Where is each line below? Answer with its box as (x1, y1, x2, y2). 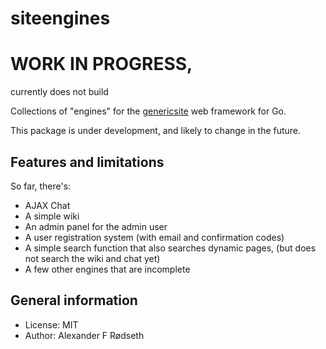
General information (10, 292, 138, 309)
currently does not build (10, 86, 109, 98)
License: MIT (24, 318, 79, 331)
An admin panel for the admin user (24, 220, 168, 232)
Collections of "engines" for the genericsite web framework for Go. (10, 105, 287, 117)
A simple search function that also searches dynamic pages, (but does (24, 242, 317, 254)
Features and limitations (10, 153, 165, 171)
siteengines (10, 7, 111, 30)
